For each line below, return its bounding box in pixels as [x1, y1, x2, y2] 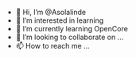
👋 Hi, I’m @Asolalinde [15, 8, 87, 16]
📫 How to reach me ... [15, 42, 90, 50]
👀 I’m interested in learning [15, 16, 104, 25]
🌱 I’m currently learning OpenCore [15, 24, 129, 33]
